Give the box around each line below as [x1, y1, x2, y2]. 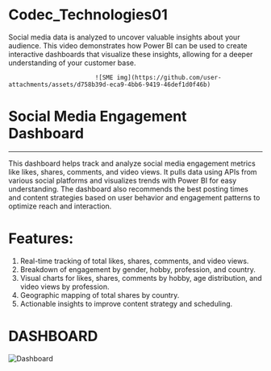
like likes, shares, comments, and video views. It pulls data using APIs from [8, 167, 257, 176]
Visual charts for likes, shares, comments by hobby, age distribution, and [19, 273, 262, 282]
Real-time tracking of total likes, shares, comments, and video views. [19, 256, 249, 266]
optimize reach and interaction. [8, 201, 112, 211]
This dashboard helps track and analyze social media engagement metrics [8, 159, 256, 168]
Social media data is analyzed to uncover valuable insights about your [8, 32, 240, 42]
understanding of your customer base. [8, 58, 136, 68]
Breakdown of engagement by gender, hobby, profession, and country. [19, 264, 256, 274]
